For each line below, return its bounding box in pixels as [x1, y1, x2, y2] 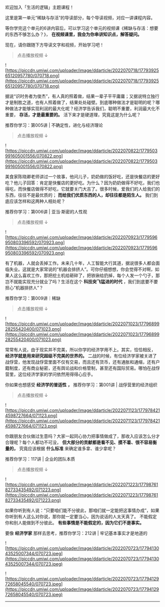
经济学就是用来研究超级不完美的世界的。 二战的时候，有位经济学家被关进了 [5, 353, 157, 359]
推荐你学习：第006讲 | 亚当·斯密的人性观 [5, 209, 87, 214]
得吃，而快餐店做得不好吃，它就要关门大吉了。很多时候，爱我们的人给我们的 [5, 186, 160, 192]
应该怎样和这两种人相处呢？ [9, 199, 65, 204]
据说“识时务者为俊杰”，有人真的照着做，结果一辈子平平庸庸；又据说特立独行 [5, 93, 160, 99]
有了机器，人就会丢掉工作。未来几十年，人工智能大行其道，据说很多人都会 [5, 260, 156, 266]
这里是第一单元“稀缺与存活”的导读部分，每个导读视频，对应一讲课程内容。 [5, 15, 156, 21]
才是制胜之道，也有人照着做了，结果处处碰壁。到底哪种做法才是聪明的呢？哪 [5, 100, 160, 105]
